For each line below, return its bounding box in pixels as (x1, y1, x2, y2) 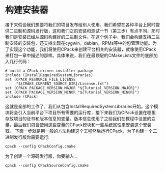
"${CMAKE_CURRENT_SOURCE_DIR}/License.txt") (16, 81, 109, 86)
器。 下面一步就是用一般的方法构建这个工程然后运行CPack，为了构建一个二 (5, 128, 157, 134)
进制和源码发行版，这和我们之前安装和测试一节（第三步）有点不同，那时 (13, 28, 160, 33)
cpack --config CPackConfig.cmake (5, 144, 76, 149)
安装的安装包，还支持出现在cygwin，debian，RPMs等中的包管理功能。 (9, 40, 153, 46)
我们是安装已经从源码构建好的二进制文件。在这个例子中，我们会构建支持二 (5, 34, 156, 40)
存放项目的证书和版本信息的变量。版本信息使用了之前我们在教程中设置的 (5, 115, 151, 121)
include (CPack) (5, 94, 38, 99)
